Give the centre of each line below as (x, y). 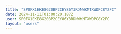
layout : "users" (22, 24)
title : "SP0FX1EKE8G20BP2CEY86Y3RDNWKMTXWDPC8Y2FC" (61, 10)
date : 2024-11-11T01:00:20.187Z (39, 14)
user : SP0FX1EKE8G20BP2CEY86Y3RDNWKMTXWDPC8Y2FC (57, 19)
